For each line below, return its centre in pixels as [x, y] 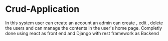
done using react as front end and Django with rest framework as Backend [82, 33]
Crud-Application [42, 9]
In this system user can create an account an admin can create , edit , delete [84, 23]
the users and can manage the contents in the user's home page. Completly [83, 28]
